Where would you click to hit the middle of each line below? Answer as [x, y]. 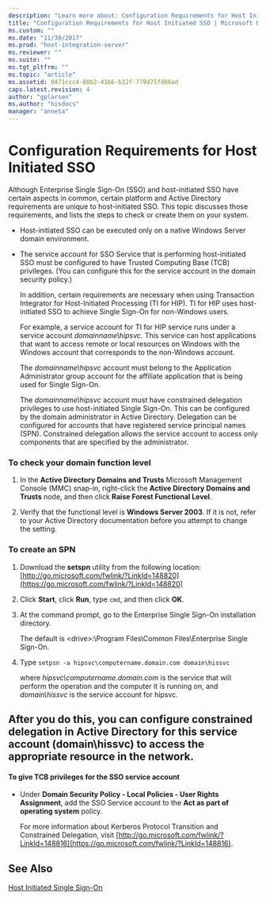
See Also [30, 869]
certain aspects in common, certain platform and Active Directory [115, 198]
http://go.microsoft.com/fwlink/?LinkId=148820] [101, 575]
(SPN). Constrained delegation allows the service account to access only [139, 433]
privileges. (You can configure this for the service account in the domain [137, 271]
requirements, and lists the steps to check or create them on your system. [129, 214]
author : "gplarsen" [40, 97]
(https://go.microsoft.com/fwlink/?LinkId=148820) [101, 583]
